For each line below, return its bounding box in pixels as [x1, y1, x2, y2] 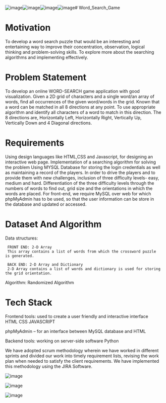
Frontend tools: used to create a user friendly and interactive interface [5, 313, 149, 319]
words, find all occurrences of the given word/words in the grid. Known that [5, 98, 160, 104]
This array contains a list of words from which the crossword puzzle [7, 249, 156, 254]
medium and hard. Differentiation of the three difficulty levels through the [5, 180, 155, 186]
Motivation [5, 22, 51, 33]
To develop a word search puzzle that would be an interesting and [5, 38, 140, 44]
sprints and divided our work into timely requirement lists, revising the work [5, 353, 159, 359]
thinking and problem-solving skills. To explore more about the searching [5, 49, 155, 55]
